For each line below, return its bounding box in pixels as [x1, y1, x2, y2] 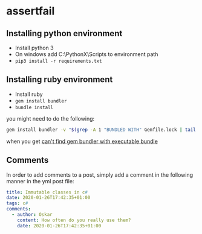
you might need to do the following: [6, 115, 95, 122]
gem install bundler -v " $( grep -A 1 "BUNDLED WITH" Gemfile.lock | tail [6, 127, 197, 133]
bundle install [15, 104, 54, 110]
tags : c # [6, 200, 28, 206]
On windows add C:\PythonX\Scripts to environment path [15, 51, 158, 58]
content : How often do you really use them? [17, 217, 131, 223]
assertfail [6, 4, 55, 18]
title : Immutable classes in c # [6, 189, 88, 195]
